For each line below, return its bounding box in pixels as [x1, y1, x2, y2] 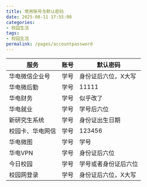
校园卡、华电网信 [9, 127, 57, 135]
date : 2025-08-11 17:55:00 [6, 14, 72, 20]
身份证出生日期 [79, 116, 121, 124]
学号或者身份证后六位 [79, 160, 139, 168]
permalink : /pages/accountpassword [6, 41, 93, 47]
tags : [6, 30, 19, 36]
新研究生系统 [9, 116, 45, 124]
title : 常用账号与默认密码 [6, 8, 64, 15]
